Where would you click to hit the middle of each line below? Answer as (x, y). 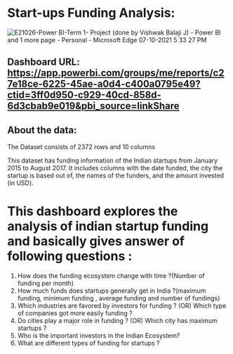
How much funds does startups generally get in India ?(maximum (112, 291)
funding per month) (46, 284)
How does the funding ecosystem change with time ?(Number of (111, 276)
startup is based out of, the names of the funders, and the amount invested (116, 176)
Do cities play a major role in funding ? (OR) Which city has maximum (117, 321)
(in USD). (20, 183)
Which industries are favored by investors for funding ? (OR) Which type (122, 306)
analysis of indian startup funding (108, 226)
